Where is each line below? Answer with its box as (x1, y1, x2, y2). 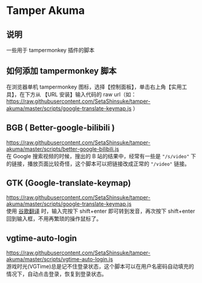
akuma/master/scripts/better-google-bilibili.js (6, 145, 119, 152)
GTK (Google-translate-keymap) (6, 178, 131, 188)
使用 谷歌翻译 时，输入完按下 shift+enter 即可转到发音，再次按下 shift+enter (6, 207, 195, 215)
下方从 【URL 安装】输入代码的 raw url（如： (24, 90, 137, 98)
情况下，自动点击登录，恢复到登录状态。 (6, 270, 107, 278)
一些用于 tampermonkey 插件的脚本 (6, 47, 95, 53)
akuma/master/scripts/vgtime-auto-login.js (6, 256, 113, 263)
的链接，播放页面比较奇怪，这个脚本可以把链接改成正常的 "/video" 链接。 (6, 160, 191, 167)
